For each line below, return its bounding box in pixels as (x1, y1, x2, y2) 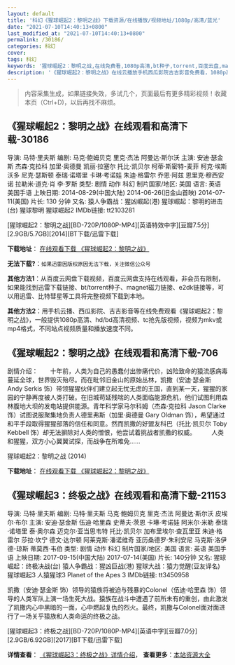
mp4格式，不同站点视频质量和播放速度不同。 (7, 324, 137, 333)
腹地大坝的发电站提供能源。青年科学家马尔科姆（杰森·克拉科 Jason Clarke (13, 402, 227, 410)
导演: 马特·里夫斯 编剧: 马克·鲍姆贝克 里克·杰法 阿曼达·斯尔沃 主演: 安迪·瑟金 (7, 154, 224, 162)
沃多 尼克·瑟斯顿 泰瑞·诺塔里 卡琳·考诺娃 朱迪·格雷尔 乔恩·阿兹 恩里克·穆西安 (7, 171, 225, 180)
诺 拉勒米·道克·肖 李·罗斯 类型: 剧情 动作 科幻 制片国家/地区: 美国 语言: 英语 (7, 180, 222, 188)
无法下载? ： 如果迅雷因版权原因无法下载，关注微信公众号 (7, 260, 151, 268)
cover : (7, 50, 27, 57)
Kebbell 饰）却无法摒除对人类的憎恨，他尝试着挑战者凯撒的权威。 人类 (7, 429, 224, 437)
